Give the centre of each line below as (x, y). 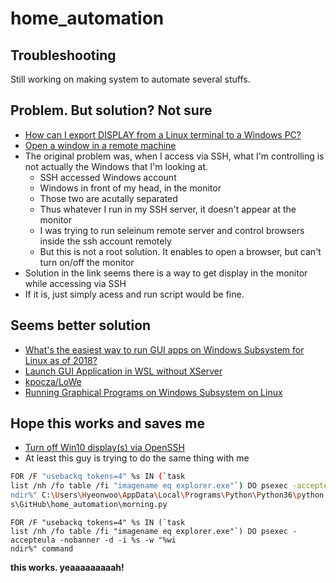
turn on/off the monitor (87, 262)
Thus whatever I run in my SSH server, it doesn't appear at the (168, 209)
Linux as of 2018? (61, 360)
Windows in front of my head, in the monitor (130, 188)
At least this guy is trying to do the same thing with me (137, 458)
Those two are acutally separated (108, 198)
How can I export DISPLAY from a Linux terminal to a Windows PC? (163, 134)
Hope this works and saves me (107, 423)
